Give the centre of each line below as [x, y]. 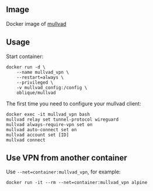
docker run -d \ [26, 67]
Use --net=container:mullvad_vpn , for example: [63, 172]
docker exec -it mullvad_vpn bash [48, 114]
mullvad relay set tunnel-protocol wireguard [62, 120]
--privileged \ [35, 82]
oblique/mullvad [36, 93]
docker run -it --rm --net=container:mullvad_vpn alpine [77, 183]
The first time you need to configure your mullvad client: [74, 103]
